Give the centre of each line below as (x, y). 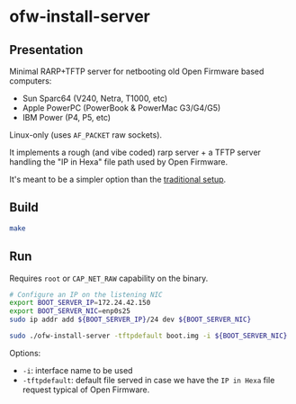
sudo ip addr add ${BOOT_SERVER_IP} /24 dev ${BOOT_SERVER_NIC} (130, 320)
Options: (25, 353)
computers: (31, 81)
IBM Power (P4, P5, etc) (66, 117)
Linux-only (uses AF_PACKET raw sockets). (86, 135)
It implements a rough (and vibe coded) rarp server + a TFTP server (135, 152)
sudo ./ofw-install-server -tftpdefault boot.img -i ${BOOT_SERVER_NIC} (148, 336)
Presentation (46, 50)
